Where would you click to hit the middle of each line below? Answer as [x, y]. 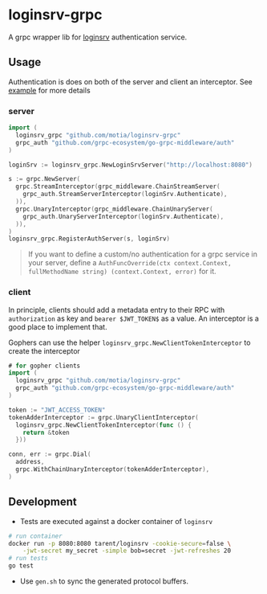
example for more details [49, 90]
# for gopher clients [44, 366]
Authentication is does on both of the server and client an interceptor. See [130, 81]
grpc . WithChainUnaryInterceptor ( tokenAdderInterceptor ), [113, 469]
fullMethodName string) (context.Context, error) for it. [122, 272]
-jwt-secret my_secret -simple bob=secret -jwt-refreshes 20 [127, 551]
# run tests [28, 559]
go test [21, 566]
